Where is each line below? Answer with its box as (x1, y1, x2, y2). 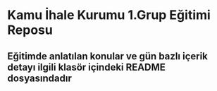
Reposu (7, 22, 53, 38)
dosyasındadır (7, 72, 72, 84)
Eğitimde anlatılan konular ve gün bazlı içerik (7, 50, 208, 62)
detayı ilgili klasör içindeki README (7, 61, 166, 73)
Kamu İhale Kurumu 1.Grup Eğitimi (7, 7, 211, 23)
